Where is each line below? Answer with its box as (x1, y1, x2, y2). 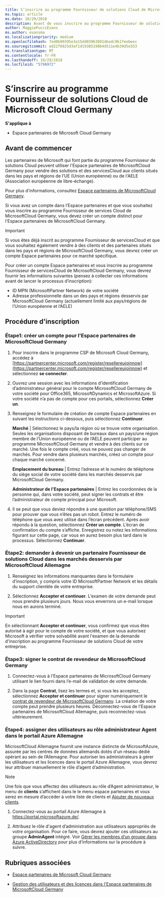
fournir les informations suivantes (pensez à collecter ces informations (5, 272, 148, 278)
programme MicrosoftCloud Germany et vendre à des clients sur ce (12, 441, 149, 447)
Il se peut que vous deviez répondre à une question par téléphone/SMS (12, 506, 157, 512)
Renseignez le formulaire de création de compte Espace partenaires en (12, 410, 156, 416)
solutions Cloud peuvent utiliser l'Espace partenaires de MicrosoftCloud (5, 162, 151, 168)
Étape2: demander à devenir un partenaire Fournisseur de (5, 549, 146, 556)
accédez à (12, 355, 33, 360)
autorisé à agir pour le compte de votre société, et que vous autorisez (5, 628, 146, 633)
